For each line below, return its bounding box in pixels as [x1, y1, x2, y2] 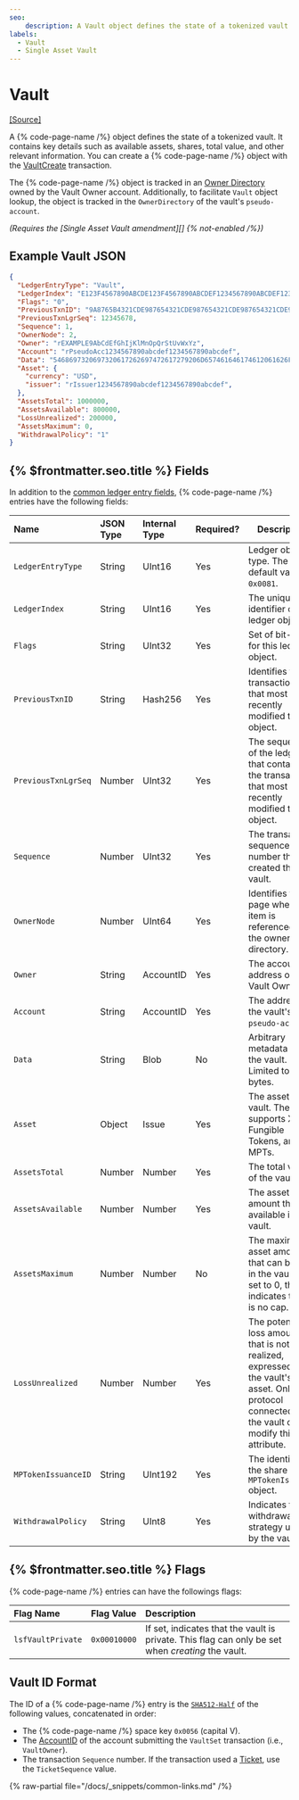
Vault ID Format [9, 1675, 97, 1690]
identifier [247, 603, 287, 616]
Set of [247, 628, 274, 641]
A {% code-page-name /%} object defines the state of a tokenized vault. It [9, 131, 283, 143]
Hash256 [141, 693, 182, 706]
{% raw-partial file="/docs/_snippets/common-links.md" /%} [9, 1780, 233, 1791]
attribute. [247, 1439, 287, 1451]
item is [247, 909, 276, 922]
